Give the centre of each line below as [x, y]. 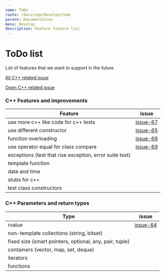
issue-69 [147, 147]
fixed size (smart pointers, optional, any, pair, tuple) [69, 241]
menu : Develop [20, 24]
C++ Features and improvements [46, 100]
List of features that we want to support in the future [60, 68]
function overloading [32, 139]
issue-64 [146, 225]
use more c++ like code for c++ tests [51, 122]
